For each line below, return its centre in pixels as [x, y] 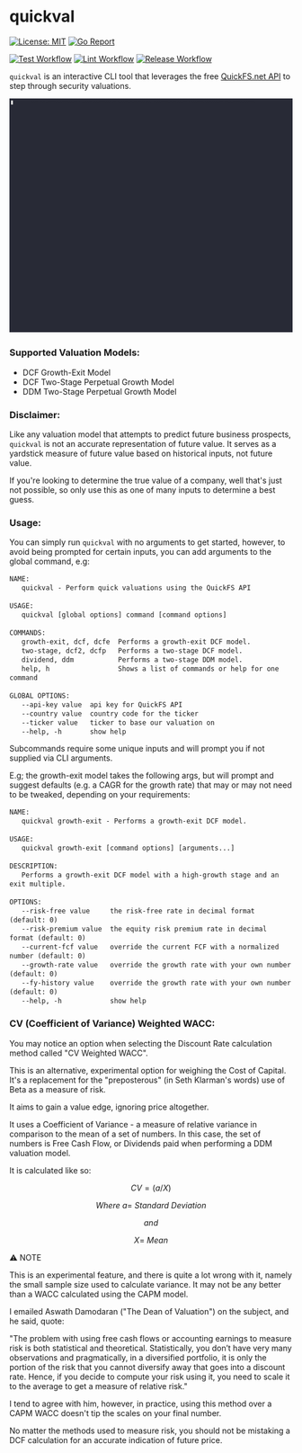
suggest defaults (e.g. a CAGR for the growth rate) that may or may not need [151, 785]
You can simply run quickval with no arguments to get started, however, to [147, 542]
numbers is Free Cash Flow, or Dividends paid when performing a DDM [141, 1143]
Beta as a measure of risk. [58, 1089]
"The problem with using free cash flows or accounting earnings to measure [151, 1338]
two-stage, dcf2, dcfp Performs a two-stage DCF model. [132, 651]
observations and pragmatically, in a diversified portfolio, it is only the [138, 1357]
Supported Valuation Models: [75, 352]
